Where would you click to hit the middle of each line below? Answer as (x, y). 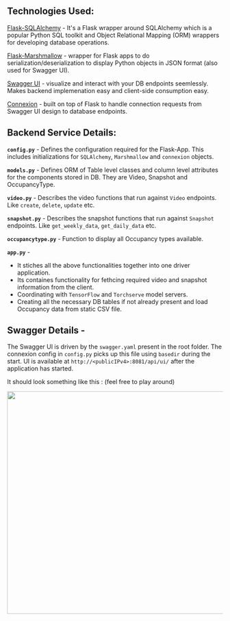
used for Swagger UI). (38, 70)
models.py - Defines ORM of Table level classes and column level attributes (113, 170)
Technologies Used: (51, 11)
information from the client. (55, 287)
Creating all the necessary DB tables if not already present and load (112, 301)
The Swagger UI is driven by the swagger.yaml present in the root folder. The (115, 347)
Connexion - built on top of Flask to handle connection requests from (104, 104)
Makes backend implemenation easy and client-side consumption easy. (108, 90)
